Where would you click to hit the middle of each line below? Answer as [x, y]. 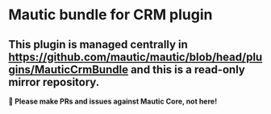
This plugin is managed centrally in [98, 45]
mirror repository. [54, 82]
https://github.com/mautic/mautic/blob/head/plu [135, 57]
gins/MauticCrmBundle [69, 69]
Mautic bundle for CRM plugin [110, 15]
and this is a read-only [188, 69]
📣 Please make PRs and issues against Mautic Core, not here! [113, 101]
